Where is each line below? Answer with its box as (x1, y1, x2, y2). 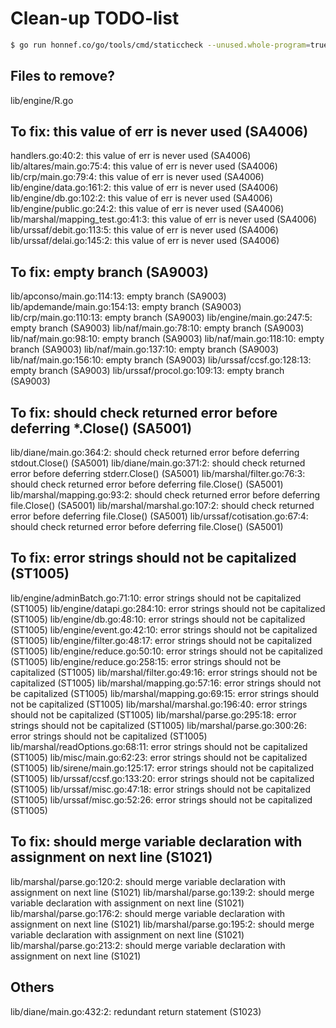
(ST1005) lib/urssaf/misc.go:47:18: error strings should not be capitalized (10, 783, 311, 795)
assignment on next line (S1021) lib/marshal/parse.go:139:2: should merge (10, 886, 315, 898)
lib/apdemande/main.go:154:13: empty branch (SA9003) (10, 301, 242, 313)
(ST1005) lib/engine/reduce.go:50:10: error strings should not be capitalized (10, 645, 323, 657)
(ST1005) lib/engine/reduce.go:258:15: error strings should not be (10, 655, 282, 667)
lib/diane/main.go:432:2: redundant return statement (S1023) (10, 1005, 262, 1017)
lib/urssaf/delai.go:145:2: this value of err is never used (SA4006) (10, 235, 280, 247)
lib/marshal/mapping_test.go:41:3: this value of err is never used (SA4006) (10, 213, 318, 226)
